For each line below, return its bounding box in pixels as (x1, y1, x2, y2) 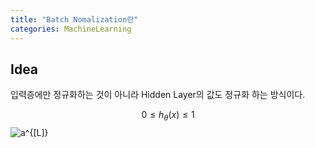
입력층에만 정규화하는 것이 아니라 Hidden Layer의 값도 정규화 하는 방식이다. (10, 89, 306, 101)
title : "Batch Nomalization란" (10, 14, 139, 25)
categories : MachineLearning (10, 24, 132, 34)
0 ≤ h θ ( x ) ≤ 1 (141, 109, 195, 123)
